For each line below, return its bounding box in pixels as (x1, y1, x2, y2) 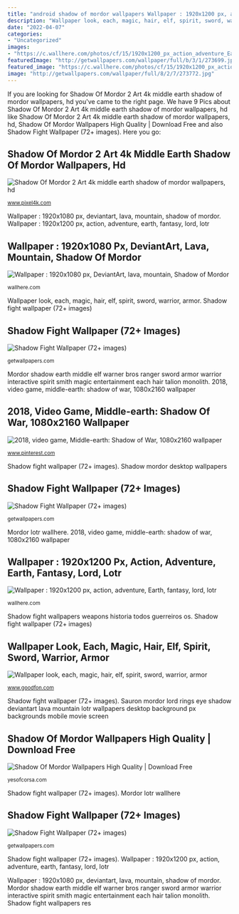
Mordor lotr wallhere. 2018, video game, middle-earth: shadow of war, (7, 528, 213, 536)
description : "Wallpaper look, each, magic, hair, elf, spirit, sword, (7, 17, 224, 24)
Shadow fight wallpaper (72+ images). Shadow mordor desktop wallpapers (7, 462, 228, 470)
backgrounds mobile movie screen (7, 712, 109, 720)
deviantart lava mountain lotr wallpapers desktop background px (7, 705, 196, 713)
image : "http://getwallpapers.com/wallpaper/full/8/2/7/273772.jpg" (7, 70, 215, 77)
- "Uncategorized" (7, 37, 62, 44)
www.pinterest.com (7, 450, 55, 457)
